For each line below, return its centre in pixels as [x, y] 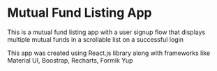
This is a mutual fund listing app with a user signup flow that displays [106, 32]
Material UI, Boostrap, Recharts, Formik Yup [70, 60]
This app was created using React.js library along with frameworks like [109, 53]
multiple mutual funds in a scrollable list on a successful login [95, 39]
